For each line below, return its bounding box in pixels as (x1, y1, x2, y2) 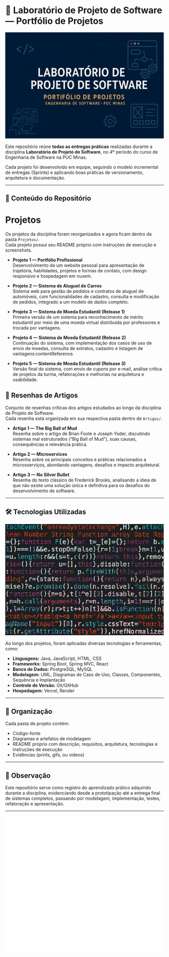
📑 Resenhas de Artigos (5, 391, 78, 400)
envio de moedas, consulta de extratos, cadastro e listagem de (12, 345, 143, 351)
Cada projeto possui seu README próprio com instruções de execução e (5, 242, 157, 248)
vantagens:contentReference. (12, 351, 74, 357)
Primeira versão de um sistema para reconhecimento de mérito (12, 314, 143, 320)
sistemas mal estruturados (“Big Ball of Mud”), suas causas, (12, 436, 137, 442)
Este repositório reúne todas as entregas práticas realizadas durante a (5, 143, 152, 150)
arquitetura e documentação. (5, 174, 65, 181)
